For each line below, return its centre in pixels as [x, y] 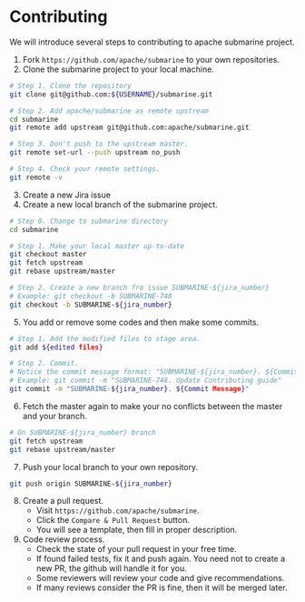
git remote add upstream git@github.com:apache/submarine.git [129, 128]
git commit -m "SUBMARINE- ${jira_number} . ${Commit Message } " [129, 389]
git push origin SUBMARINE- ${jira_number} [91, 484]
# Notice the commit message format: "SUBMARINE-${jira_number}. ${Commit [154, 372]
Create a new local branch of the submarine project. [120, 204]
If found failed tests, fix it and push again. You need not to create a [161, 559]
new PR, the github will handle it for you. [112, 568]
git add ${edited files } [56, 347]
